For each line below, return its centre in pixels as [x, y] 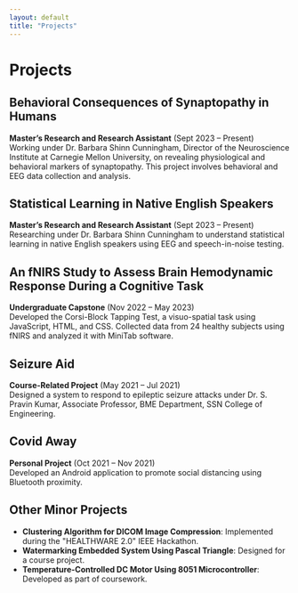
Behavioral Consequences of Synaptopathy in [139, 103]
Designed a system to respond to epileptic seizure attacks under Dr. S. [138, 394]
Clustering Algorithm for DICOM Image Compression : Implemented [148, 532]
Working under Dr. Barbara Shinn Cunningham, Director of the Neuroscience [149, 147]
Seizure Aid [42, 364]
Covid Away [43, 442]
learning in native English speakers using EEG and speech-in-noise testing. [147, 244]
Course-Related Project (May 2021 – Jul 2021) [95, 385]
